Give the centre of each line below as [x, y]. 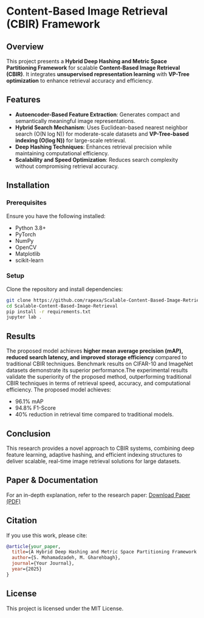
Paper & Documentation [52, 480]
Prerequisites [26, 203]
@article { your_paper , [34, 546]
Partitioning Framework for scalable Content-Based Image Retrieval [93, 68]
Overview [25, 47]
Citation [22, 521]
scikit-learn [29, 260]
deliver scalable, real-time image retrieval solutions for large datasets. [93, 461]
